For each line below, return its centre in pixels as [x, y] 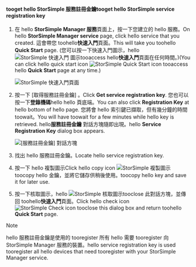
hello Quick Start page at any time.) [58, 70]
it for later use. [32, 182]
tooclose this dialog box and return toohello [129, 208]
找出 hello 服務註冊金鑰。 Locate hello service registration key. [89, 156]
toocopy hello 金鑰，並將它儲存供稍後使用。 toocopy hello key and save [100, 175]
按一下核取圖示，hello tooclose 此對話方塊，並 [98, 194]
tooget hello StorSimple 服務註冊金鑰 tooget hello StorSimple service [90, 9]
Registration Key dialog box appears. [60, 131]
